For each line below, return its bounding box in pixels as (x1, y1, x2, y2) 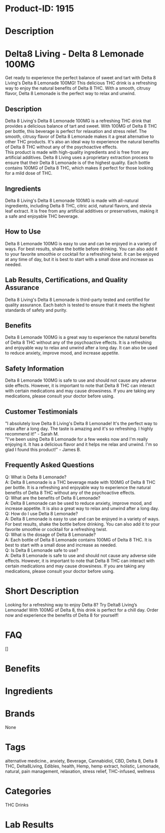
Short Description (5, 586, 80, 597)
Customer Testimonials (5, 407, 78, 416)
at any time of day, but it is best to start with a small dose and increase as (5, 256, 154, 262)
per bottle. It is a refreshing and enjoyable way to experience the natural (5, 484, 151, 490)
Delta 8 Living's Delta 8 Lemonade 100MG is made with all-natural (5, 198, 139, 203)
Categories (5, 786, 52, 797)
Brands (5, 708, 35, 719)
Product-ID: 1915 (5, 3, 75, 14)
